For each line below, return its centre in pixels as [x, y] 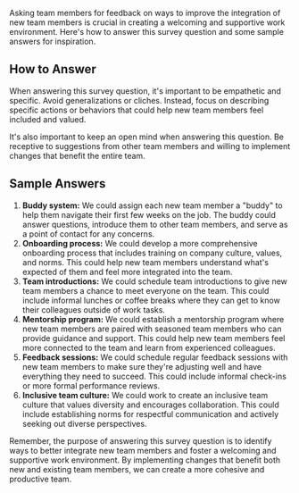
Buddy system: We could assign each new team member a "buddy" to [152, 205]
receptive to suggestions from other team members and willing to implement [150, 146]
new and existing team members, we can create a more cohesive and [137, 469]
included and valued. [48, 119]
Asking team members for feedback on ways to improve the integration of [145, 13]
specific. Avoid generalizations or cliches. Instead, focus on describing [139, 100]
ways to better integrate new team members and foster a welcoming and [143, 450]
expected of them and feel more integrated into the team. [128, 272]
